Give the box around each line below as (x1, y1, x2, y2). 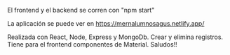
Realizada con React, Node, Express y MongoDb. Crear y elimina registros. (7, 33, 223, 41)
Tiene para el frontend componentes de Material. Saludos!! (7, 40, 177, 48)
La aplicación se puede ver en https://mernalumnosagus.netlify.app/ (7, 19, 205, 27)
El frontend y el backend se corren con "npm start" (7, 6, 155, 14)
